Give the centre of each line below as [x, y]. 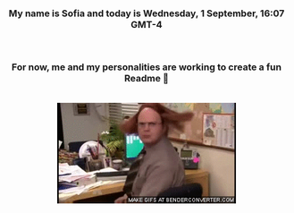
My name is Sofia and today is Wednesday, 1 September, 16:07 [147, 13]
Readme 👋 [147, 79]
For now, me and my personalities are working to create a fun [147, 67]
